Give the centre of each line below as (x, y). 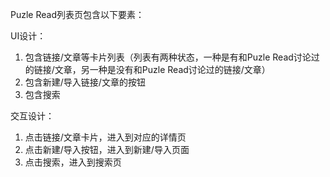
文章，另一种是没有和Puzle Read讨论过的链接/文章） (162, 69)
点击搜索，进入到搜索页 (73, 162)
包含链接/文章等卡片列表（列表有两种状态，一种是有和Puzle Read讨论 (168, 57)
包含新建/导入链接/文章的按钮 (85, 82)
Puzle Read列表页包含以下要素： (77, 14)
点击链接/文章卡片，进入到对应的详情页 (105, 137)
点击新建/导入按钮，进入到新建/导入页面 (107, 149)
